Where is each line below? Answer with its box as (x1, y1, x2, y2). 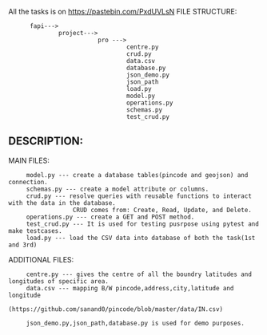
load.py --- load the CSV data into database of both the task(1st (26, 234, 256, 242)
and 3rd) (8, 241, 38, 249)
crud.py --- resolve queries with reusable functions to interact (26, 191, 252, 200)
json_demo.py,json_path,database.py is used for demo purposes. (26, 319, 245, 327)
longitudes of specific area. (8, 277, 110, 286)
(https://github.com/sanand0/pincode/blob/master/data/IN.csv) (8, 305, 224, 313)
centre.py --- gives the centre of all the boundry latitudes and (26, 270, 252, 278)
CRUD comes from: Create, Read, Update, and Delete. (72, 206, 252, 214)
